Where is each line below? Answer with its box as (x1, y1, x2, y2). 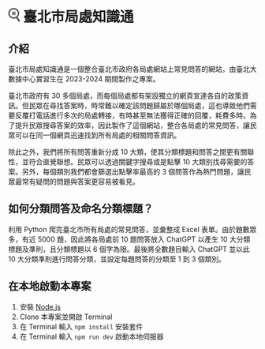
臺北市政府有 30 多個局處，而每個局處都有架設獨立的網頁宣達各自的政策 (8, 91, 242, 100)
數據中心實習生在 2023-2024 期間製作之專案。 (8, 74, 160, 84)
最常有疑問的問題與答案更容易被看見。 (14, 177, 140, 186)
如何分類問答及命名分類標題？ (8, 202, 154, 216)
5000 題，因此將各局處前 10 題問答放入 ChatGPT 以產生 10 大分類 (37, 235, 251, 244)
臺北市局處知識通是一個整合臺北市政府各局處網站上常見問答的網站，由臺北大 (8, 65, 257, 73)
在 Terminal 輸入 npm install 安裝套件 (19, 321, 144, 331)
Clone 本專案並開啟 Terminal (19, 312, 113, 321)
